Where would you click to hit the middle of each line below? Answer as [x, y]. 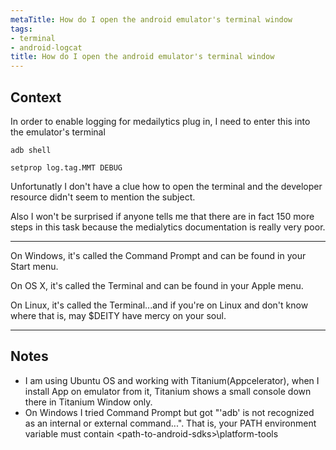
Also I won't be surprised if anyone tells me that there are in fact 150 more [162, 216]
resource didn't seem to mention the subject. [103, 197]
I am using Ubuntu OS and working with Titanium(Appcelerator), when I [172, 380]
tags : [21, 29]
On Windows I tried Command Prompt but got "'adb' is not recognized [169, 412]
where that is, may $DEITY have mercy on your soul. [118, 315]
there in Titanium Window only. [88, 402]
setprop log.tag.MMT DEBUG [66, 167]
